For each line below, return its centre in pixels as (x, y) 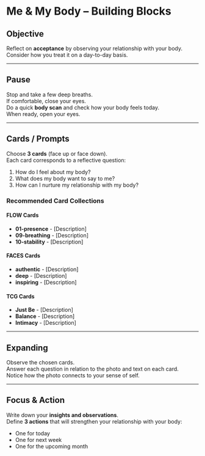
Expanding (27, 348)
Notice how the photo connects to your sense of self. (73, 375)
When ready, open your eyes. (43, 114)
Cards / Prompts (38, 139)
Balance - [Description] (45, 316)
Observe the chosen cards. (41, 362)
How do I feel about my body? (53, 172)
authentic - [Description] (47, 269)
